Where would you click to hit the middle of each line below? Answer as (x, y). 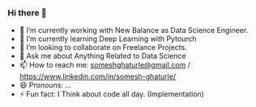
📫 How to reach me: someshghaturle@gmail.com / (105, 65)
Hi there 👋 (28, 13)
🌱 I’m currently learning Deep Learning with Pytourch (108, 39)
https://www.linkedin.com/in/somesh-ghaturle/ (97, 76)
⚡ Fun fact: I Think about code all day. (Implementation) (111, 94)
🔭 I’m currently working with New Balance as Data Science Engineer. (134, 31)
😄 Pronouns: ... (45, 85)
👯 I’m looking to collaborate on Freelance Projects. (103, 47)
